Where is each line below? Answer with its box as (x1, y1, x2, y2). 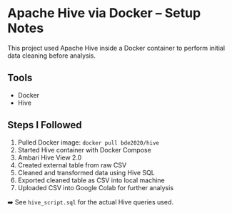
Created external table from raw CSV (17, 160, 127, 169)
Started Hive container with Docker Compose (17, 145, 151, 154)
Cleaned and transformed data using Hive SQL (17, 168, 155, 177)
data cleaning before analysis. (7, 51, 96, 60)
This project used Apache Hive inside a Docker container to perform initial (7, 43, 226, 52)
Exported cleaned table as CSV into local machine (17, 176, 166, 185)
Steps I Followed (7, 119, 82, 131)
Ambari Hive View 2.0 (17, 153, 82, 162)
